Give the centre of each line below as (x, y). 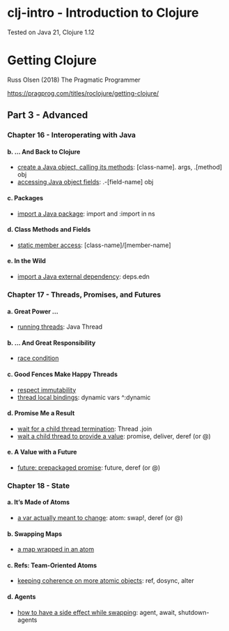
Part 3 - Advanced (48, 116)
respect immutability (47, 389)
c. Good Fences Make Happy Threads (63, 374)
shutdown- (194, 612)
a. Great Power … (33, 311)
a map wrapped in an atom (56, 549)
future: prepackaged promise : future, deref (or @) (89, 467)
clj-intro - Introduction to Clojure (103, 13)
